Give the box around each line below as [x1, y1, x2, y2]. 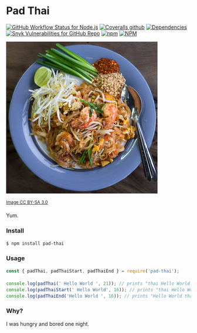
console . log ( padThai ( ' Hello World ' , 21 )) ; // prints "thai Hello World [6, 281, 191, 287]
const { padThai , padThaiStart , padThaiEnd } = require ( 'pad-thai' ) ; [6, 268, 180, 274]
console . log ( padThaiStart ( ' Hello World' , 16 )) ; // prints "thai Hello [6, 287, 185, 292]
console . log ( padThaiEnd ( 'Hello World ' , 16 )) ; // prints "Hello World [6, 293, 182, 299]
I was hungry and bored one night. [6, 320, 90, 327]
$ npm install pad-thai [6, 240, 64, 247]
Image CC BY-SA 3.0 [6, 199, 48, 205]
